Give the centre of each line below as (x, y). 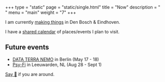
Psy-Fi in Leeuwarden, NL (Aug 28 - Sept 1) (57, 65)
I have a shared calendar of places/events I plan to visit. (62, 32)
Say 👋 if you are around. (30, 74)
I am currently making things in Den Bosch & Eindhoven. (63, 22)
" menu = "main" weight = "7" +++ (41, 12)
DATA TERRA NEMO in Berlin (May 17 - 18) (56, 59)
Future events (27, 47)
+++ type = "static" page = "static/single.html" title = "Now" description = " (83, 7)
